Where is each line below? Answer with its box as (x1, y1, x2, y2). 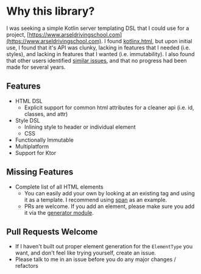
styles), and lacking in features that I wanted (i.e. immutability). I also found (6, 50, 195, 57)
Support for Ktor (15, 149, 57, 156)
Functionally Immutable (15, 136, 74, 143)
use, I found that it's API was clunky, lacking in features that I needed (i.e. (6, 44, 191, 51)
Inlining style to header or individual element (24, 123, 136, 131)
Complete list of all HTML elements (15, 183, 104, 190)
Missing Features (6, 167, 74, 178)
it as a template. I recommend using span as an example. (24, 196, 167, 203)
